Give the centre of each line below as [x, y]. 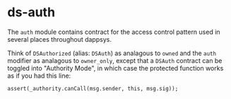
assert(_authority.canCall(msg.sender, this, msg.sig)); [93, 88]
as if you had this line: [39, 76]
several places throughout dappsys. [59, 39]
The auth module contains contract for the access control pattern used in [114, 32]
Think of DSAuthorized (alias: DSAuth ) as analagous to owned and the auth [112, 53]
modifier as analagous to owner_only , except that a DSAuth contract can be [115, 60]
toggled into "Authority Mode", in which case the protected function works [115, 68]
